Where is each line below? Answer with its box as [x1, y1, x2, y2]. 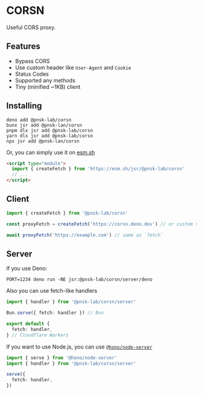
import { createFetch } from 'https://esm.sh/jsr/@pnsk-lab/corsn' [11, 166, 185, 172]
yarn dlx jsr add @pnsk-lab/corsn [6, 133, 94, 139]
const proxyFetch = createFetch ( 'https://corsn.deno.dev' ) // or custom [6, 221, 193, 227]
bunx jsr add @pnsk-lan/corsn [6, 122, 83, 128]
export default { [6, 321, 50, 327]
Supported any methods [14, 76, 76, 84]
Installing [6, 101, 42, 111]
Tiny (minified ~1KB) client [14, 83, 81, 90]
